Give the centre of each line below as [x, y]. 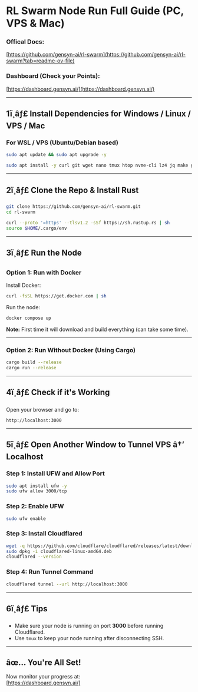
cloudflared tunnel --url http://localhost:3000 [67, 584]
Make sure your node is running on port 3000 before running [89, 626]
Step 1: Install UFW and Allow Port [55, 474]
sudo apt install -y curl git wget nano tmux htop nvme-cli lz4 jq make [97, 165]
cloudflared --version [34, 557]
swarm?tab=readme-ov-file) [40, 61]
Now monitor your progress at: [43, 677]
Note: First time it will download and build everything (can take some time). [97, 329]
